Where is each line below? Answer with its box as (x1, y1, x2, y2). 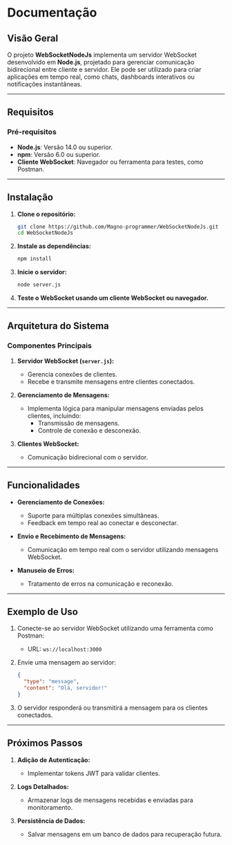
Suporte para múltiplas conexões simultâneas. (27, 511, 159, 520)
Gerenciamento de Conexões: (17, 497, 105, 506)
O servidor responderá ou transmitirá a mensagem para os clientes (17, 703, 209, 712)
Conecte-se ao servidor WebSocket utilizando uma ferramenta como (17, 624, 214, 633)
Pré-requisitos (7, 127, 57, 137)
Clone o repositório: (17, 209, 76, 218)
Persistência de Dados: (17, 817, 86, 825)
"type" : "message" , (23, 678, 80, 685)
